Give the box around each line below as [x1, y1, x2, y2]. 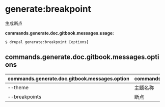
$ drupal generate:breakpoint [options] [5, 39, 89, 45]
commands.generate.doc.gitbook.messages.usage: [5, 30, 114, 36]
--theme [7, 84, 29, 91]
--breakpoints [7, 93, 42, 100]
